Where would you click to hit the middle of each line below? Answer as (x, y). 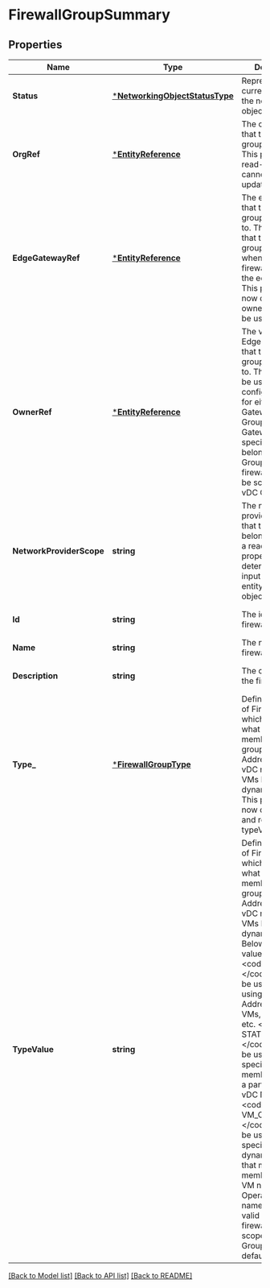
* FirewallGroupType (151, 764)
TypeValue (33, 1049)
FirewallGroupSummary (90, 15)
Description (35, 676)
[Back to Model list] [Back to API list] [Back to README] (100, 1276)
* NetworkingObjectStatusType (173, 96)
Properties (35, 45)
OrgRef (26, 154)
